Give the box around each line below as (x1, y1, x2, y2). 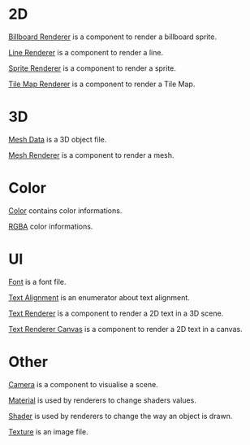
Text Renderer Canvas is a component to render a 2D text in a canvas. (8, 324, 243, 334)
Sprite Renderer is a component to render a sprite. (8, 63, 177, 73)
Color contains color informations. (8, 205, 123, 216)
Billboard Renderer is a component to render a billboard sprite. (8, 32, 218, 41)
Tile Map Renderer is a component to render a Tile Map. (8, 79, 196, 89)
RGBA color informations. (8, 221, 93, 231)
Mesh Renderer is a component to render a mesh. (8, 150, 175, 159)
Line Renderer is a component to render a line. (8, 47, 164, 57)
